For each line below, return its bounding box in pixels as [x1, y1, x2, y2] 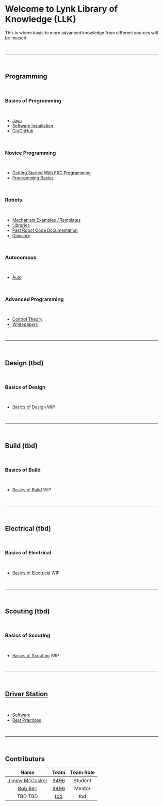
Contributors [5, 755, 45, 763]
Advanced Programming [5, 296, 64, 303]
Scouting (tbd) [5, 607, 50, 615]
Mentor [74, 785, 91, 792]
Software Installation [12, 123, 53, 129]
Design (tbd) [5, 359, 44, 367]
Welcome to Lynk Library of [5, 3, 118, 15]
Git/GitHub [12, 128, 33, 134]
